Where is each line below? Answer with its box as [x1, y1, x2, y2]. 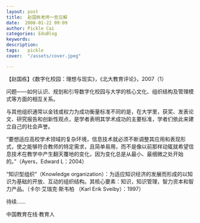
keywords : [6, 36, 31, 42]
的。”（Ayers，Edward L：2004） [6, 158, 87, 165]
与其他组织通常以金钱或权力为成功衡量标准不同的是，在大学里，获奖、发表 [6, 108, 189, 115]
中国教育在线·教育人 [6, 211, 55, 218]
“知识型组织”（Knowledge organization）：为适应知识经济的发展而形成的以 [6, 170, 188, 177]
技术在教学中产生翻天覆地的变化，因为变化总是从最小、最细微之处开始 [11, 150, 183, 158]
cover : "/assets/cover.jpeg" [6, 53, 82, 59]
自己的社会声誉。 [11, 123, 54, 130]
